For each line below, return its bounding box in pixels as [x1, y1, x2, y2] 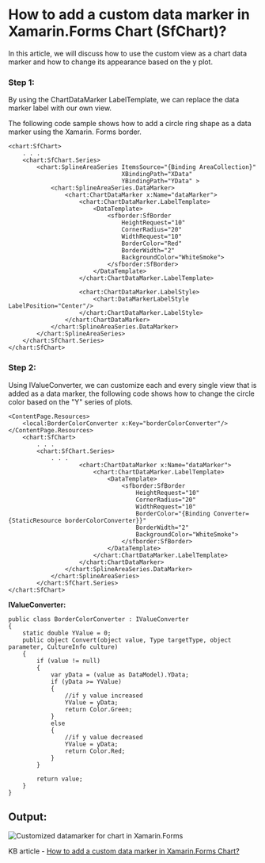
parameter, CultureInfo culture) [8, 642, 119, 651]
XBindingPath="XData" [121, 171, 193, 178]
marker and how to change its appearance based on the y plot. [8, 57, 214, 67]
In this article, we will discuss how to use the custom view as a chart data [8, 48, 248, 58]
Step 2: [8, 362, 37, 374]
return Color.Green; [64, 705, 133, 713]
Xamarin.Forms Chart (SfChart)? [8, 22, 227, 40]
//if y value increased [64, 692, 144, 700]
